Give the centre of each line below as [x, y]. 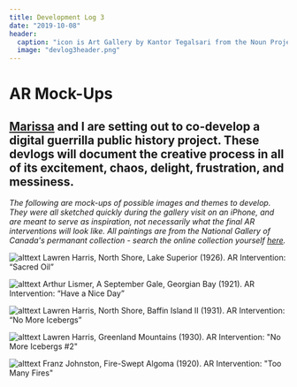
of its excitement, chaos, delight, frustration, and [147, 167]
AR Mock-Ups [61, 94]
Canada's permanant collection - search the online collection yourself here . [148, 240]
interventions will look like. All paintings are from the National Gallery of [140, 231]
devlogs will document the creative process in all [147, 154]
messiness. [42, 182]
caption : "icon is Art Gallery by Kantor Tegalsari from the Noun [142, 42]
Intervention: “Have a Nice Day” [67, 293]
